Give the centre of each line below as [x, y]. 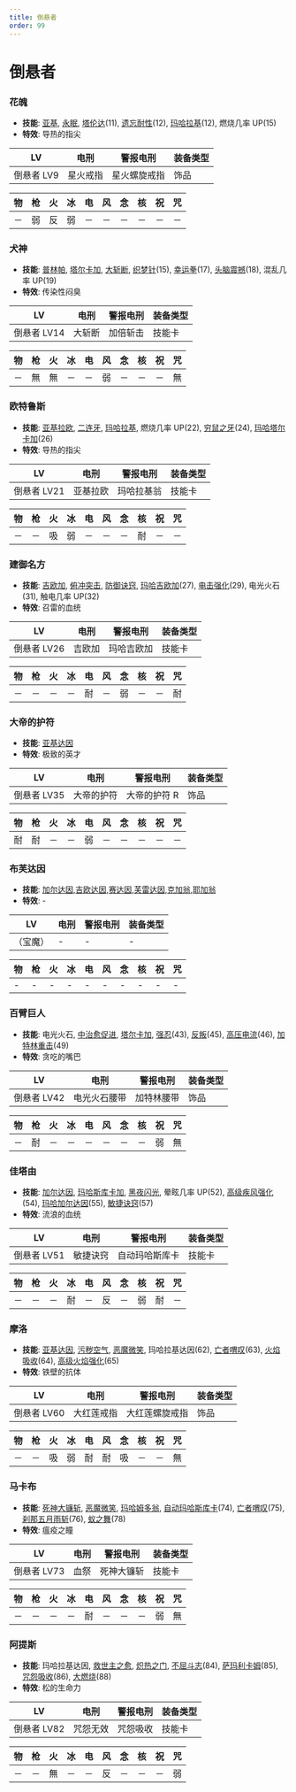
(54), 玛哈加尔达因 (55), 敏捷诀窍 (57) [87, 1204]
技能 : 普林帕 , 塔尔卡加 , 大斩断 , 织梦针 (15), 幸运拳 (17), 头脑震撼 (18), [142, 270]
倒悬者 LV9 [36, 175]
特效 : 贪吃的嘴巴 [51, 1056]
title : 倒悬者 [33, 17]
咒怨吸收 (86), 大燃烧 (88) [67, 1676]
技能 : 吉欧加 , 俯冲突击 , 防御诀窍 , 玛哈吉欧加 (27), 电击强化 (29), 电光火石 [151, 585]
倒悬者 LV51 [39, 1256]
